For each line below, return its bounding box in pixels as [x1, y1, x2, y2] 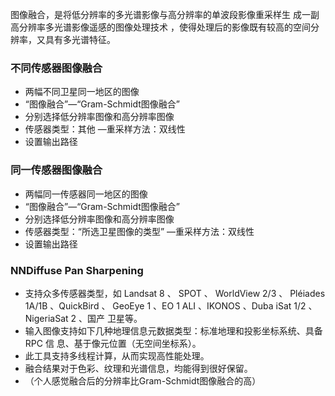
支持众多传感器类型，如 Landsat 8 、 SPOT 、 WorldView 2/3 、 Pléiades [24, 287, 326, 299]
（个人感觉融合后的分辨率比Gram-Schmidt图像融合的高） [24, 374, 262, 387]
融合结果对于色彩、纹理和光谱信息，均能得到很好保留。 [24, 362, 253, 374]
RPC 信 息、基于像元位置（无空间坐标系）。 [24, 337, 202, 349]
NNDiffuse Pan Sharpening [10, 263, 144, 277]
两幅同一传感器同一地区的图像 [24, 188, 148, 200]
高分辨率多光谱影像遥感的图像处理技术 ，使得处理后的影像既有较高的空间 [10, 21, 311, 33]
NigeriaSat [24, 312, 69, 324]
